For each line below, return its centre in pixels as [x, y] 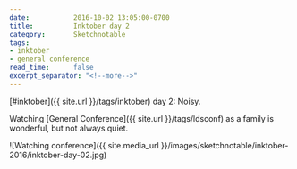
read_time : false [51, 68]
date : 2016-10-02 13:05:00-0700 [89, 17]
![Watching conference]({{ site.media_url [84, 145]
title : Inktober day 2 [69, 26]
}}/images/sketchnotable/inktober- [225, 145]
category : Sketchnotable [68, 34]
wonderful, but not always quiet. [69, 128]
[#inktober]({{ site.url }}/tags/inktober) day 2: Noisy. [105, 101]
